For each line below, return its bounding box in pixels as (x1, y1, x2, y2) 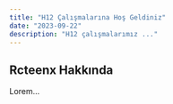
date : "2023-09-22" (9, 21, 82, 30)
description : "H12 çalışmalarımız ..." (9, 29, 159, 38)
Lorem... (9, 86, 40, 97)
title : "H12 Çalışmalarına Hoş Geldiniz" (9, 12, 167, 22)
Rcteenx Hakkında (9, 62, 114, 77)
